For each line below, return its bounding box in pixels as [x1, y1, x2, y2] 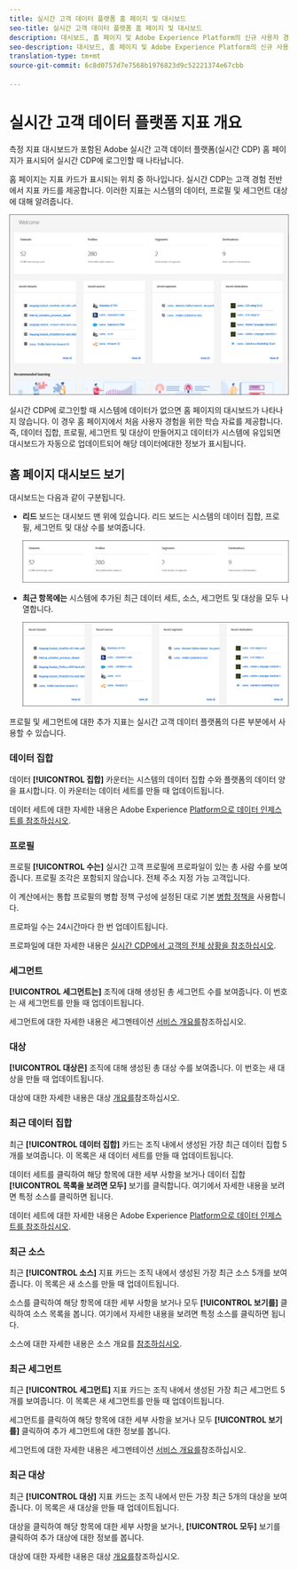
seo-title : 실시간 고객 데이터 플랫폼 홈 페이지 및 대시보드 [9, 23, 202, 33]
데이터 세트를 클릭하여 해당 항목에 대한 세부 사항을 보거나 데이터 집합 [9, 1168, 246, 1179]
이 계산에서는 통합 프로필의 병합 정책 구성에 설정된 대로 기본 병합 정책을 [9, 891, 255, 902]
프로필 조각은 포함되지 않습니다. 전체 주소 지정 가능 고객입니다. [35, 872, 250, 883]
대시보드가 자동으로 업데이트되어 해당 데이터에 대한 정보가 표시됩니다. [9, 438, 247, 449]
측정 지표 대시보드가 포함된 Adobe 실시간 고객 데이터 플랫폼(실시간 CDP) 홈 [9, 143, 271, 155]
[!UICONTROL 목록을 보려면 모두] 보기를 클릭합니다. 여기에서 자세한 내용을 [9, 1180, 269, 1191]
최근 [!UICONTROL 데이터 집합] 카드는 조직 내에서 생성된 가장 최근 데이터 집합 [9, 1138, 281, 1150]
